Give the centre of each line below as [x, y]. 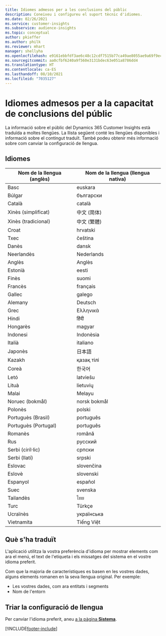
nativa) [117, 179]
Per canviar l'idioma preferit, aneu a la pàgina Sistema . [61, 619]
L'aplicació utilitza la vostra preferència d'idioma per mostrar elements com [82, 551]
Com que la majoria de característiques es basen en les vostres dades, [77, 572]
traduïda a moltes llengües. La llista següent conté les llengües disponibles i [82, 133]
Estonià [16, 270]
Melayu [85, 393]
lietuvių [85, 385]
